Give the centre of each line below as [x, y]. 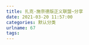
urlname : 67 [21, 28]
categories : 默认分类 [31, 22]
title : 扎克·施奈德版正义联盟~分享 [45, 11]
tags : [13, 33]
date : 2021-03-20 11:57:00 [39, 17]
